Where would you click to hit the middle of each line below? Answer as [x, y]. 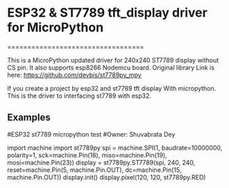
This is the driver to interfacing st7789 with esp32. [79, 96]
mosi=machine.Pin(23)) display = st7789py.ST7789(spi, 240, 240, [101, 162]
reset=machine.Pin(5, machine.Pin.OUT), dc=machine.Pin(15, [94, 170]
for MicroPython [56, 27]
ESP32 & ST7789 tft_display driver [108, 13]
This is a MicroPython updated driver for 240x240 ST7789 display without [113, 60]
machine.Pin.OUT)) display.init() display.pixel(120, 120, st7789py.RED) [107, 177]
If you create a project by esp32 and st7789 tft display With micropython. [112, 88]
